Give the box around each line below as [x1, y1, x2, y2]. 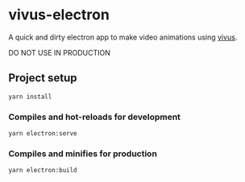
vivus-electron [8, 6, 110, 24]
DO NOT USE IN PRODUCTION [8, 48, 111, 57]
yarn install [8, 93, 52, 101]
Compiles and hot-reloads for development [8, 111, 181, 122]
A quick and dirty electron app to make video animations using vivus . [8, 32, 238, 42]
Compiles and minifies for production [8, 147, 157, 159]
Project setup [8, 71, 78, 85]
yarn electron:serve [8, 130, 78, 138]
